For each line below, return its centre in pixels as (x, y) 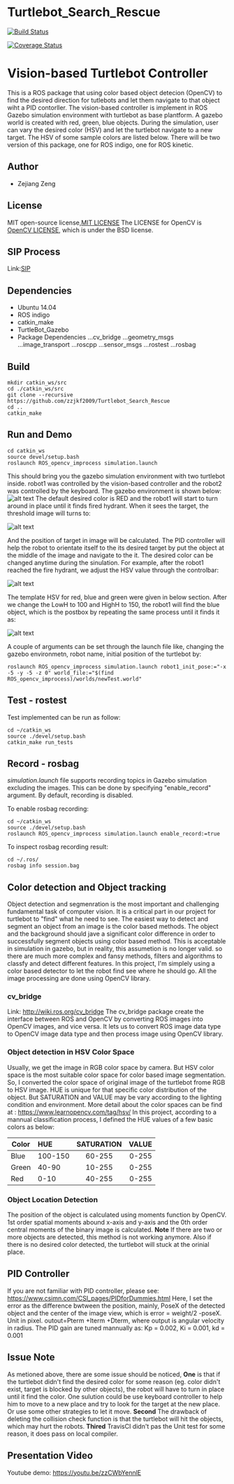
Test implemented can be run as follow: (64, 717)
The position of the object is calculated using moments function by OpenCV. (117, 1215)
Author (23, 167)
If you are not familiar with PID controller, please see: (83, 1290)
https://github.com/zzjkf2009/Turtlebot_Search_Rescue (89, 401)
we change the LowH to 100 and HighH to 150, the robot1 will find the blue (114, 604)
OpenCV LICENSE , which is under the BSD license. (80, 230)
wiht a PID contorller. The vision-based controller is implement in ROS (108, 107)
